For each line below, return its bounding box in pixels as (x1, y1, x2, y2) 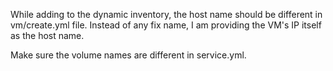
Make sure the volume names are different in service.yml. (10, 49, 247, 61)
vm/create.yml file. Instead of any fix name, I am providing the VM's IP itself (10, 19, 322, 31)
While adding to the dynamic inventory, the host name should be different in (10, 9, 323, 20)
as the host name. (10, 30, 85, 41)
